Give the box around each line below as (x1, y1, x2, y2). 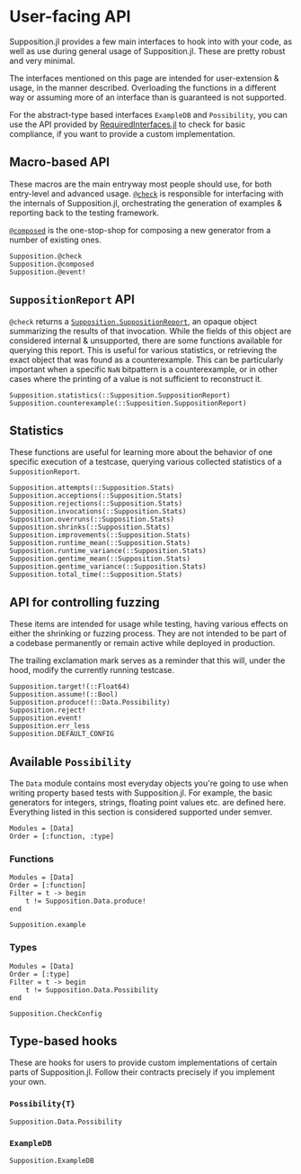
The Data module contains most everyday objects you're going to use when (9, 778, 289, 788)
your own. (9, 1077, 47, 1088)
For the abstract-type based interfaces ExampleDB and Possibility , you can (9, 109, 288, 120)
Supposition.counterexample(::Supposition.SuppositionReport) (9, 398, 247, 407)
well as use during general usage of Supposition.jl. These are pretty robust (9, 45, 286, 56)
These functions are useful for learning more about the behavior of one (9, 447, 273, 458)
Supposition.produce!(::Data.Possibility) (9, 698, 171, 707)
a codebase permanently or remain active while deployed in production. (9, 638, 276, 649)
